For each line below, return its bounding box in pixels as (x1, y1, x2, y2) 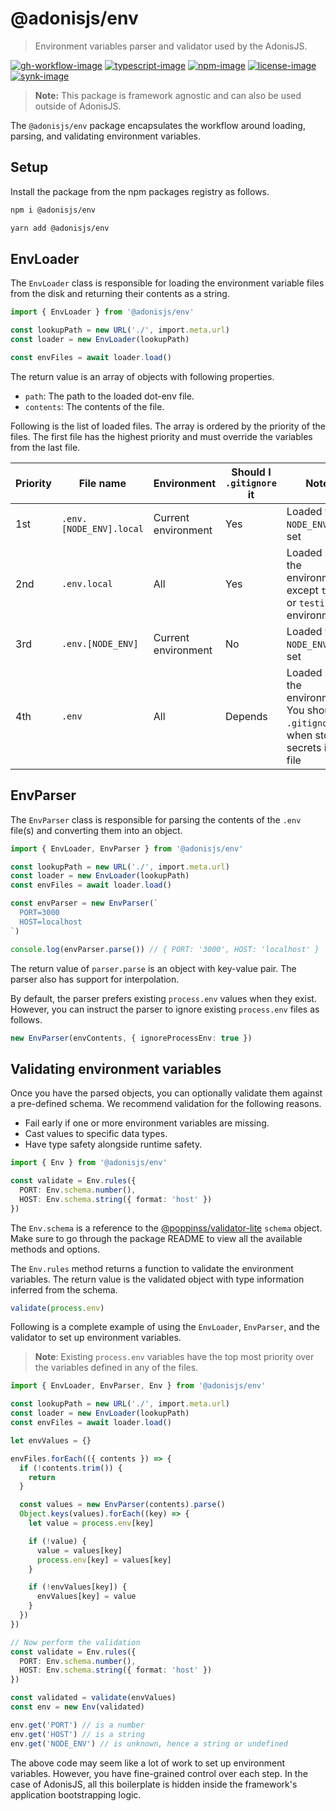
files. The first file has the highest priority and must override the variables (10, 430, 313, 442)
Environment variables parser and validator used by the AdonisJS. (34, 40, 308, 52)
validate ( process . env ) (10, 1303, 105, 1313)
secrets (286, 740, 322, 754)
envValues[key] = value (36, 1592, 137, 1602)
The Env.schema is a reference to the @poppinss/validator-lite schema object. (10, 1222, 323, 1234)
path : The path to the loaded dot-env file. (24, 390, 195, 402)
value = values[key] (36, 1545, 123, 1556)
